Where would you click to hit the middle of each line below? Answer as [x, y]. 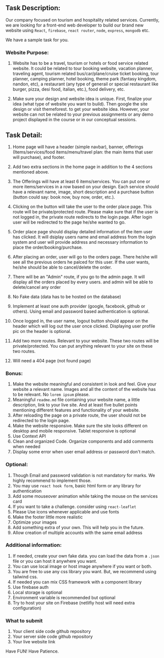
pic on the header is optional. [42, 331]
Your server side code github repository [53, 636]
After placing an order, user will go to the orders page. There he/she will [85, 256]
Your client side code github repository [52, 632]
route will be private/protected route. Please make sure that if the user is [85, 212]
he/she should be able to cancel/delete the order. [62, 267]
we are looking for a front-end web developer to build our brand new [74, 25]
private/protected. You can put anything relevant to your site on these [82, 346]
